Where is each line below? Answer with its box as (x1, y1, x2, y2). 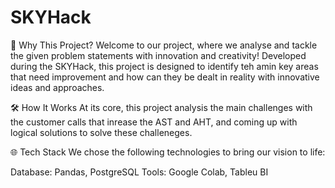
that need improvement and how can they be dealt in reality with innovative (10, 71, 320, 83)
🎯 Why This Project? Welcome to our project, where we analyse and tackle (10, 39, 318, 51)
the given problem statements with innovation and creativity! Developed (10, 49, 307, 61)
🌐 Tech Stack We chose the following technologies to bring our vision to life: (10, 146, 326, 158)
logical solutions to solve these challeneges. (10, 126, 193, 138)
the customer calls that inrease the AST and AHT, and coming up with (10, 116, 298, 128)
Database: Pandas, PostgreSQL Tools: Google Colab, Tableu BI (10, 166, 269, 178)
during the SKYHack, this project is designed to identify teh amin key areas (10, 60, 319, 72)
